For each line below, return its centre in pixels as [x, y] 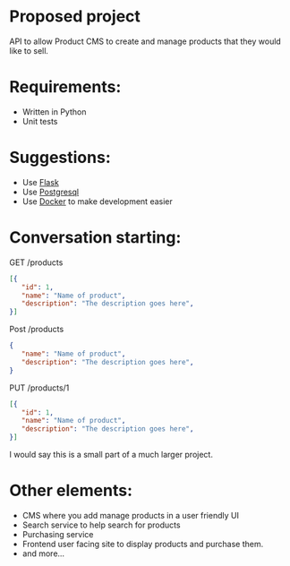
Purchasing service [58, 534]
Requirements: [65, 87]
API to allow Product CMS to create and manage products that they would [145, 41]
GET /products [36, 262]
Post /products [37, 330]
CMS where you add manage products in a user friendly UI [131, 515]
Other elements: [71, 491]
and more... [43, 553]
